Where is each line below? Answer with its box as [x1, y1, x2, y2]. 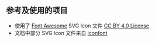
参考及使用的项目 [6, 5, 68, 16]
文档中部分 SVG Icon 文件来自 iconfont [14, 29, 108, 36]
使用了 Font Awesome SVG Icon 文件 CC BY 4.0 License [14, 22, 150, 29]
